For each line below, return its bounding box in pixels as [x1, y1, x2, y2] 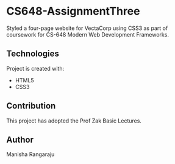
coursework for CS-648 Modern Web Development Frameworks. [6, 30, 170, 38]
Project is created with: [6, 65, 65, 72]
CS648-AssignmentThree [6, 4, 140, 18]
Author [6, 134, 34, 144]
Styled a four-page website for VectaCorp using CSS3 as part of [6, 24, 168, 32]
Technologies [6, 49, 60, 59]
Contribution [6, 101, 56, 111]
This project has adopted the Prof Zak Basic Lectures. [6, 117, 142, 124]
